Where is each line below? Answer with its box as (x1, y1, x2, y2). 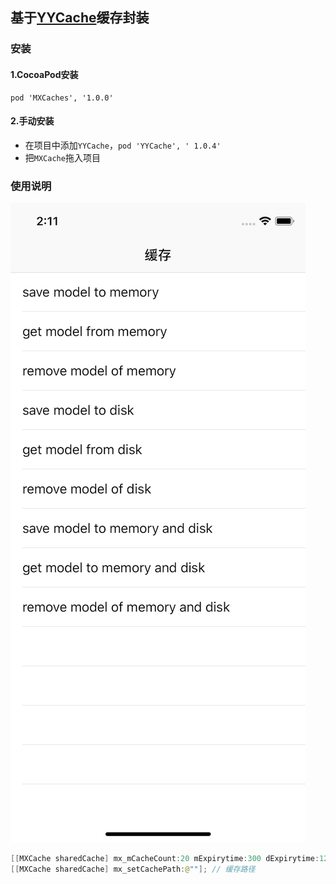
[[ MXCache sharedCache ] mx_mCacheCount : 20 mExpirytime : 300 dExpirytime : (10, 854, 320, 864)
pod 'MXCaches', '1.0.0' (10, 93, 114, 103)
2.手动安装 (10, 115, 55, 127)
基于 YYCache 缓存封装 (10, 9, 150, 27)
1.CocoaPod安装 (10, 68, 79, 80)
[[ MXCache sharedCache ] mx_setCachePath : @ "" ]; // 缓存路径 (10, 864, 256, 874)
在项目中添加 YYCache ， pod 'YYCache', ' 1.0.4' (24, 139, 222, 151)
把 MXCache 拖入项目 (24, 151, 101, 163)
